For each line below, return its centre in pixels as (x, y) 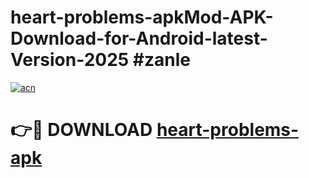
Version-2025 (70, 60)
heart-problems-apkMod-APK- (142, 17)
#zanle (162, 60)
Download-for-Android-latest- (139, 38)
